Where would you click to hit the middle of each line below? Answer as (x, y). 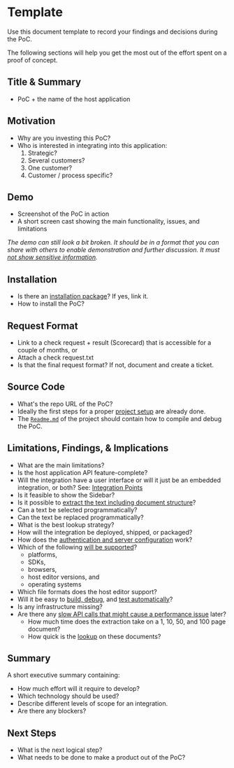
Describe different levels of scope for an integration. (93, 704)
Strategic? (43, 153)
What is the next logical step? (60, 750)
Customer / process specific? (70, 175)
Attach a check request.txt (56, 357)
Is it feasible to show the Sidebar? (66, 495)
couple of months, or (47, 350)
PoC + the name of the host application (74, 99)
